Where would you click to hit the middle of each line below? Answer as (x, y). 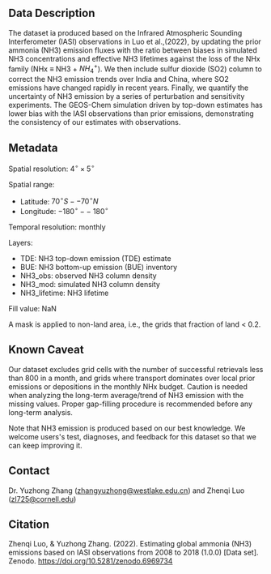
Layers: (21, 243)
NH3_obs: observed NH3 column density (88, 276)
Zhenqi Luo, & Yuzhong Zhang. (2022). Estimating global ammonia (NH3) (130, 544)
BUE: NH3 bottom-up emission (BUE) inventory (99, 268)
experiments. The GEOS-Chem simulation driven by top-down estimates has (135, 105)
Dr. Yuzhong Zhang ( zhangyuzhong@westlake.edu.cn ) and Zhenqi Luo (127, 490)
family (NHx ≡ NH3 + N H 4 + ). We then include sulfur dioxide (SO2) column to (135, 69)
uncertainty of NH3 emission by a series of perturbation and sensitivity (127, 96)
